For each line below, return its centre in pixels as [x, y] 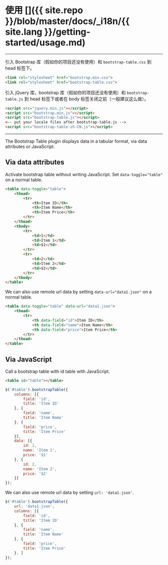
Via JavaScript [28, 359]
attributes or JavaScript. [30, 147]
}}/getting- [67, 32]
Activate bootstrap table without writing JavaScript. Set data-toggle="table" [84, 174]
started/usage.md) [45, 43]
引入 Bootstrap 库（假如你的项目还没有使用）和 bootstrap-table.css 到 [78, 62]
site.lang [24, 32]
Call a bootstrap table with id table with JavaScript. [57, 371]
